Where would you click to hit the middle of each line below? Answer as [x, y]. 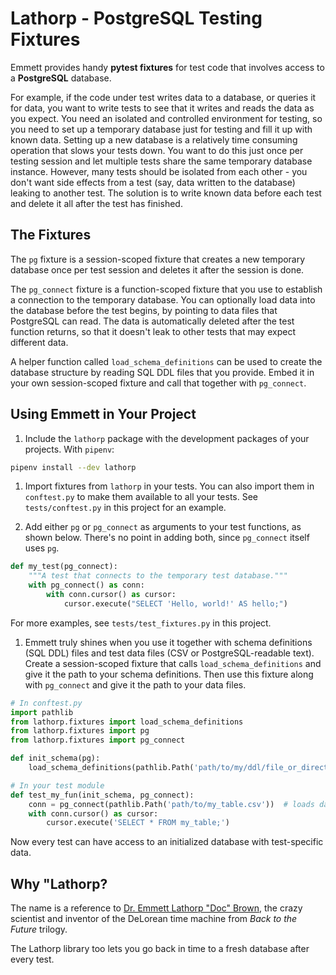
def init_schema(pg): [55, 758]
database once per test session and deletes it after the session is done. [157, 269]
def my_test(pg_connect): [64, 567]
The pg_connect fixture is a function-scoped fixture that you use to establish [166, 289]
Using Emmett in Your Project [103, 414]
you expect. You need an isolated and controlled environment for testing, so [166, 118]
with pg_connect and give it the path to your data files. [135, 684]
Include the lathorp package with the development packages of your [167, 438]
